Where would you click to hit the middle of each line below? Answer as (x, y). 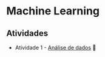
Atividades (27, 33)
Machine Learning (53, 11)
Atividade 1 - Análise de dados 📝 (56, 47)
